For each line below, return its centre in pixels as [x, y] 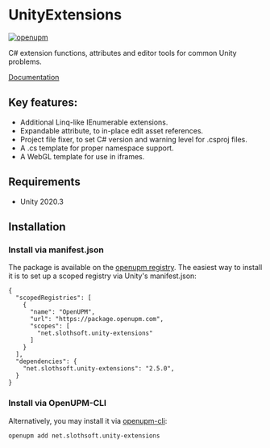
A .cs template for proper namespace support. [97, 148]
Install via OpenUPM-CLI [58, 404]
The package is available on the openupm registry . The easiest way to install [135, 268]
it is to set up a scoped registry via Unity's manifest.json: [103, 276]
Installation [37, 227]
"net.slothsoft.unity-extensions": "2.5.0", [99, 369]
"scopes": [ [50, 326]
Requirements [44, 182]
